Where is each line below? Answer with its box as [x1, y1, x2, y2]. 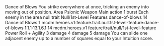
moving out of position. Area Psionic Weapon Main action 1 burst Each [5, 9, 149, 15]
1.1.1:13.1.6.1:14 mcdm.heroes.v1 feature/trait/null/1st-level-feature [24, 25, 157, 31]
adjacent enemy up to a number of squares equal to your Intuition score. [5, 36, 153, 41]
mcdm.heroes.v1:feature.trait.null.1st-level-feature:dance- [41, 20, 160, 25]
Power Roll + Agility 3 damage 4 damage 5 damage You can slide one [5, 30, 148, 36]
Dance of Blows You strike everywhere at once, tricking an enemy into [5, 4, 149, 9]
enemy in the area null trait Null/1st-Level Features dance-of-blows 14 [5, 14, 148, 20]
